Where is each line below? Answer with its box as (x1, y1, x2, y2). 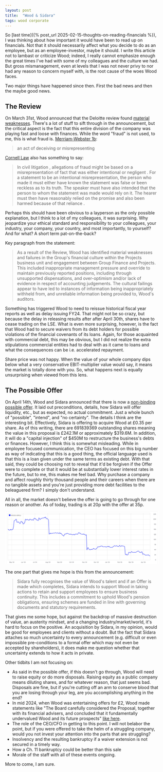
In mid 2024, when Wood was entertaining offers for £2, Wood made (12, 700, 150, 706)
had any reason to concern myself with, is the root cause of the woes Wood (5, 68, 157, 74)
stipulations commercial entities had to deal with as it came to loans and (5, 342, 149, 348)
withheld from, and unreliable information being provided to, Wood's (17, 291, 154, 297)
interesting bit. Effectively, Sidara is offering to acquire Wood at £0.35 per (5, 420, 152, 425)
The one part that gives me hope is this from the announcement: (5, 569, 134, 575)
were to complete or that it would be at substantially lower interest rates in (5, 466, 154, 472)
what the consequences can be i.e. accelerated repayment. (5, 347, 125, 353)
